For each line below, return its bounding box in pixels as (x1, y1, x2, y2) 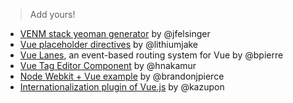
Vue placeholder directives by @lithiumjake (19, 39, 199, 50)
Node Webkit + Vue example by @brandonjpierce (19, 70, 225, 82)
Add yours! (29, 9, 76, 20)
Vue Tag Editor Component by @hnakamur (19, 60, 197, 71)
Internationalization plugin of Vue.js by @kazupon (19, 81, 225, 93)
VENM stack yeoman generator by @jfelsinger (19, 28, 211, 39)
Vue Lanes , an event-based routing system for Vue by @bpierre (19, 49, 284, 61)
